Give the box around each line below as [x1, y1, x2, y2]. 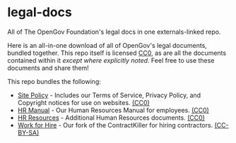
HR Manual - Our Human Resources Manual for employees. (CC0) [17, 106, 210, 114]
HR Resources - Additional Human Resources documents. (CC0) [17, 113, 205, 122]
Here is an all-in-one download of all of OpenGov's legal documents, [7, 41, 207, 49]
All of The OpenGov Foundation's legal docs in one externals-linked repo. [7, 27, 221, 36]
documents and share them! [7, 63, 90, 72]
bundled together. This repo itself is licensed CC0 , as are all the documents [7, 49, 227, 57]
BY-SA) [17, 128, 40, 137]
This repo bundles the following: [7, 77, 101, 85]
